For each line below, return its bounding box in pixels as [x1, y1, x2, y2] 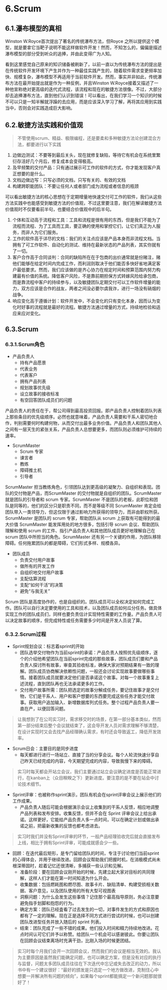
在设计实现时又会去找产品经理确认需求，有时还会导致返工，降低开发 [17, 729, 157, 735]
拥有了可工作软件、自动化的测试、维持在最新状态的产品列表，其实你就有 [12, 241, 161, 247]
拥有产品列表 [19, 378, 46, 384]
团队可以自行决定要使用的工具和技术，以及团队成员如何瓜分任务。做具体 [13, 604, 162, 611]
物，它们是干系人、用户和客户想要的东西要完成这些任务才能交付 [19, 693, 151, 699]
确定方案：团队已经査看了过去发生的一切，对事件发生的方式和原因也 [19, 906, 160, 912]
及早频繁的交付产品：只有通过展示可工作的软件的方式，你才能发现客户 [12, 164, 157, 170]
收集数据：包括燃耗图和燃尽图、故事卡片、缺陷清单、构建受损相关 [19, 881, 155, 887]
